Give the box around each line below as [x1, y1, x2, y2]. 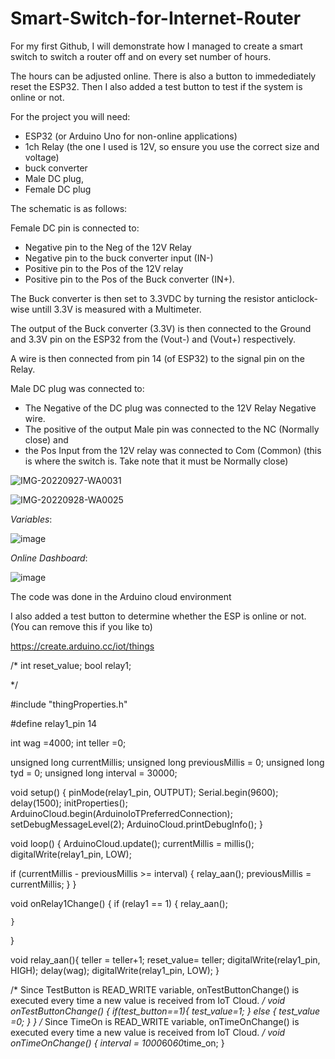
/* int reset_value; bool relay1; [10, 659, 132, 671]
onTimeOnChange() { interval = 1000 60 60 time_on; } [10, 1037, 225, 1049]
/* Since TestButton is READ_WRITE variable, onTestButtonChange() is [10, 983, 300, 996]
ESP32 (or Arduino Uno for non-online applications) [24, 130, 238, 142]
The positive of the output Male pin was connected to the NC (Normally [24, 423, 320, 435]
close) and [24, 433, 69, 446]
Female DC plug [24, 183, 92, 195]
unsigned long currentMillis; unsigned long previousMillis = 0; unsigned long [10, 756, 325, 768]
